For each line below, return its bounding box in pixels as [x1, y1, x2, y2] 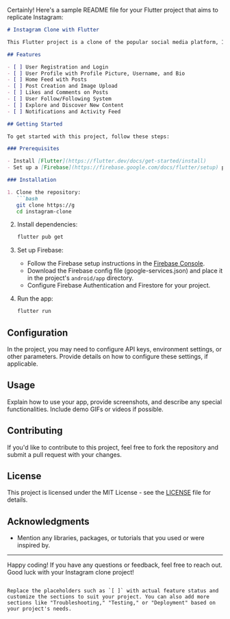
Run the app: [16, 294, 53, 303]
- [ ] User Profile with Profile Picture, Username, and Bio [7, 70, 186, 77]
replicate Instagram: [7, 13, 64, 21]
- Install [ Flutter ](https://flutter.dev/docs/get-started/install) [7, 158, 207, 165]
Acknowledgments [7, 515, 90, 527]
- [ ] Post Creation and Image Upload [7, 82, 118, 90]
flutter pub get [16, 233, 64, 241]
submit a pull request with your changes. [7, 450, 122, 458]
